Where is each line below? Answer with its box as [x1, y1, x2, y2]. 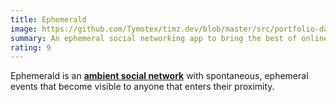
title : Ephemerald [10, 14, 87, 25]
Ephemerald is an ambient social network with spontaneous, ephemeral [10, 70, 309, 82]
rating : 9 [10, 42, 52, 53]
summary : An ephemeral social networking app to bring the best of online [10, 33, 329, 43]
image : [10, 24, 38, 34]
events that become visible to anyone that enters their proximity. [10, 81, 275, 93]
